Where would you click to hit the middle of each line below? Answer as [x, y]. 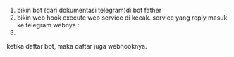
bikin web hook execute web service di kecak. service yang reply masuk [122, 18]
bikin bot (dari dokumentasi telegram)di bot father [89, 10]
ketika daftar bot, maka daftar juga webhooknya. [77, 46]
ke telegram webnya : [48, 25]
